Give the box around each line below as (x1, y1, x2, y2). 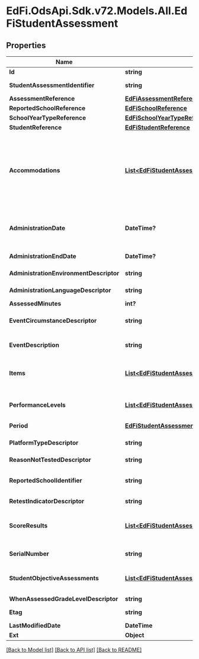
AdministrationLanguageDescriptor (9, 286, 111, 294)
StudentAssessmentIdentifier (9, 81, 95, 89)
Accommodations (9, 166, 60, 174)
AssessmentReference (9, 95, 75, 102)
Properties (6, 40, 46, 50)
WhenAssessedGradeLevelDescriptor (9, 595, 118, 603)
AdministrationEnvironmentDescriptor (9, 269, 120, 277)
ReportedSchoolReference (9, 104, 86, 112)
